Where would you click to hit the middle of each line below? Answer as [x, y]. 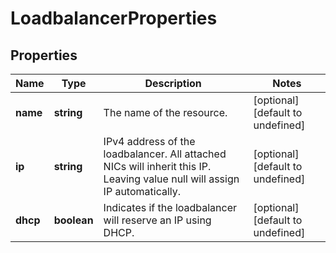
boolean [73, 220]
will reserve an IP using [157, 220]
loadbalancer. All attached [165, 154]
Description [173, 83]
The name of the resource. [165, 112]
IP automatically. [142, 191]
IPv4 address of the [149, 141]
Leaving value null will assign [171, 179]
